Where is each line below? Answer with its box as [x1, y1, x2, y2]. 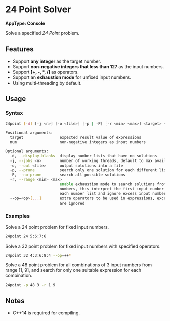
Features [5, 45, 34, 54]
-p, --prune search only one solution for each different [10, 168, 157, 173]
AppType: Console [5, 20, 46, 26]
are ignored [59, 200, 85, 206]
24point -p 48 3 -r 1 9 [5, 283, 56, 288]
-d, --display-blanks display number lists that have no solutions [10, 153, 157, 158]
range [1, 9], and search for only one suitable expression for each [5, 267, 142, 273]
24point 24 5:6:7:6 [5, 234, 47, 239]
